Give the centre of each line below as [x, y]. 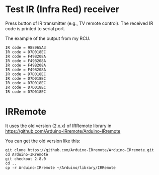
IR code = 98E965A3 [26, 47]
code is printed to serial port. [35, 28]
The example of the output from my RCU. [48, 38]
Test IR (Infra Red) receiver [62, 9]
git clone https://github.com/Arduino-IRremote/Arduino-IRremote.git [80, 150]
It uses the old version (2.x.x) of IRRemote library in [58, 126]
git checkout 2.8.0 [26, 159]
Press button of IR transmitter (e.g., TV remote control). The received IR [79, 23]
